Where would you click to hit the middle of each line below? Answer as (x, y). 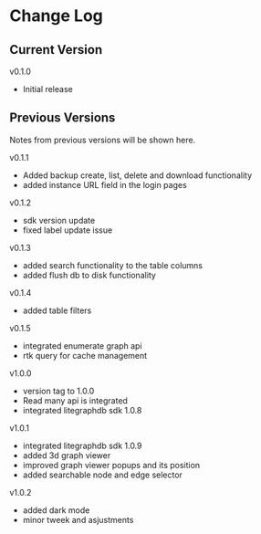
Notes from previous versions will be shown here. (103, 140)
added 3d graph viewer (67, 455)
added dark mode (56, 510)
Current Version (56, 50)
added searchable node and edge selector (102, 475)
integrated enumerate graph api (83, 346)
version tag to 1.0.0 (58, 391)
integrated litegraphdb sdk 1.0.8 (82, 410)
